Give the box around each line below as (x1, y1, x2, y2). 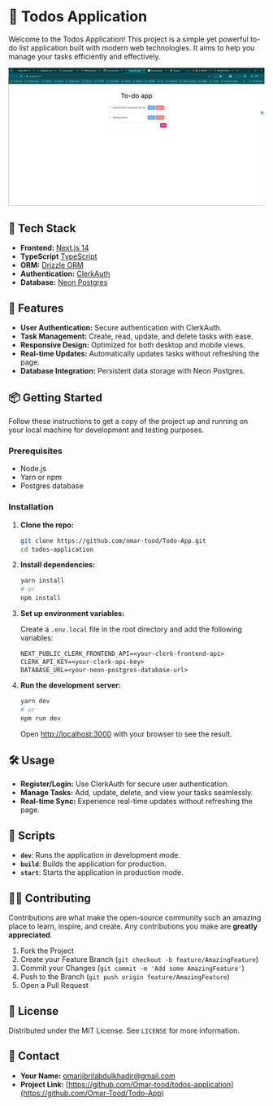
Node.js (19, 464, 47, 474)
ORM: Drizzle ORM (19, 260, 84, 270)
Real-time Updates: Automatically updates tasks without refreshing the (19, 349, 260, 359)
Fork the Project (19, 946, 75, 955)
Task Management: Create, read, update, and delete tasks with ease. (19, 331, 253, 341)
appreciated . (8, 930, 53, 940)
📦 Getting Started (8, 391, 103, 404)
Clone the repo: (19, 520, 75, 530)
